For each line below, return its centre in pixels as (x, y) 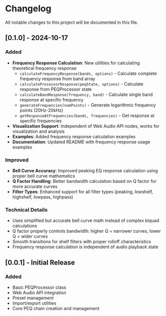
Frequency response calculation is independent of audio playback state (85, 247)
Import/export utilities (34, 303)
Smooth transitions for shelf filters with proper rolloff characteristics (82, 242)
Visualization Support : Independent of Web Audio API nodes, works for (86, 126)
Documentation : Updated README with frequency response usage (81, 142)
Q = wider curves (30, 236)
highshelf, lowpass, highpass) (43, 197)
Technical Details (27, 210)
